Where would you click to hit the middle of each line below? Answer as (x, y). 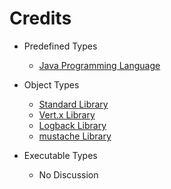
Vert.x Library (67, 114)
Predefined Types (60, 46)
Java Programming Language (99, 65)
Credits (40, 18)
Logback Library (72, 125)
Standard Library (73, 104)
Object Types (51, 84)
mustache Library (75, 136)
